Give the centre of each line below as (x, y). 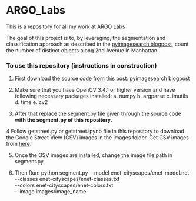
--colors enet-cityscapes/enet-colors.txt (64, 185)
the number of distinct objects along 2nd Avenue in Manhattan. (82, 50)
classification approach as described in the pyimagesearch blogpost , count (97, 44)
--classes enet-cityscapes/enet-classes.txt (67, 179)
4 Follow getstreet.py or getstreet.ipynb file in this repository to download (95, 131)
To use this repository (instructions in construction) (82, 65)
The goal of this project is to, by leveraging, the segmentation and (86, 38)
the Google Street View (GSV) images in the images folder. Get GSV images (98, 138)
